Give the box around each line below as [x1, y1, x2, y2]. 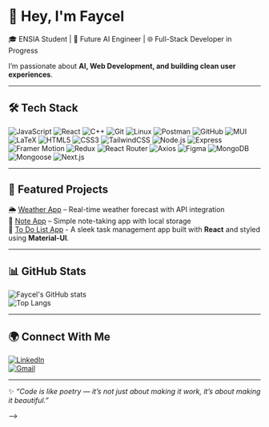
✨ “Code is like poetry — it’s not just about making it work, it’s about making [8, 387, 261, 397]
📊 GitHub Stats [8, 264, 86, 278]
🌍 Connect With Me [8, 329, 110, 343]
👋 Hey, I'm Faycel [8, 7, 125, 26]
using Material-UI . [8, 233, 70, 242]
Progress [8, 46, 38, 55]
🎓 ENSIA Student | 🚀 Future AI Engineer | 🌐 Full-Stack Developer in [8, 34, 232, 43]
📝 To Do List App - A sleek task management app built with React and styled [8, 224, 261, 234]
